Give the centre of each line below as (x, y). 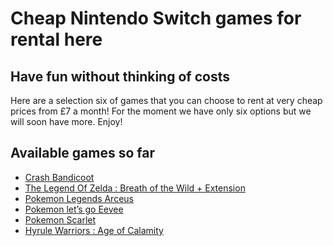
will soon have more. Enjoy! (66, 121)
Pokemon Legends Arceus (79, 198)
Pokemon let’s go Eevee (74, 209)
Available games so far (82, 153)
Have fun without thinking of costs (120, 76)
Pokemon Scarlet (60, 219)
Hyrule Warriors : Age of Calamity (94, 230)
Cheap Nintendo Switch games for (156, 18)
